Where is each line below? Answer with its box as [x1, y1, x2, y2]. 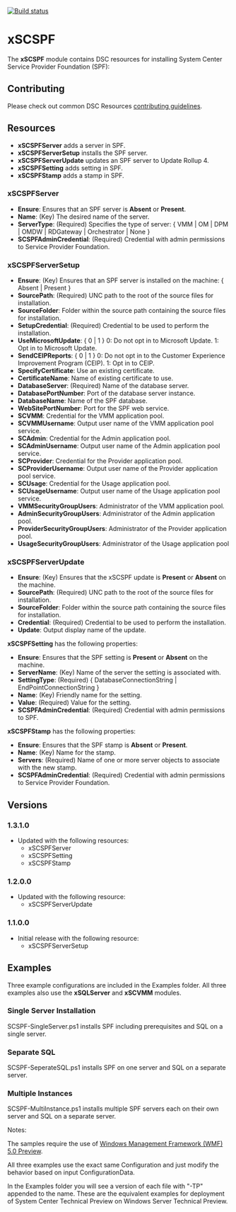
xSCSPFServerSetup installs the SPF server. [17, 149, 148, 157]
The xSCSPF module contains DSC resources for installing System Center [7, 55, 223, 63]
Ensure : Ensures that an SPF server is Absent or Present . [17, 205, 186, 213]
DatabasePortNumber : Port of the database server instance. [17, 389, 196, 398]
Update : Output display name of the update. [17, 626, 146, 634]
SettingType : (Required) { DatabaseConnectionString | [17, 676, 177, 685]
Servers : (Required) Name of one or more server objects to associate [17, 756, 220, 765]
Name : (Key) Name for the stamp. [17, 748, 117, 757]
